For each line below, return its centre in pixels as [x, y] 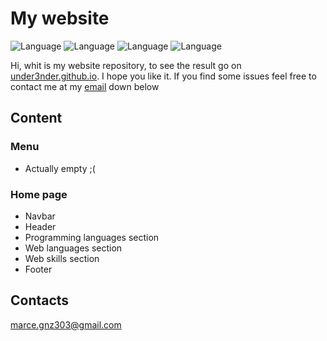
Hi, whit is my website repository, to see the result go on [126, 65]
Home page [39, 194]
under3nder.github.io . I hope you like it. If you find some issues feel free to [163, 76]
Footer [38, 269]
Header [40, 226]
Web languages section [73, 248]
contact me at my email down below [85, 86]
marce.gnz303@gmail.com [66, 324]
